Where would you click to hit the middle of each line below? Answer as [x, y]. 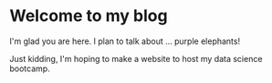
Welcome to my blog [89, 16]
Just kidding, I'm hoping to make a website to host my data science [136, 58]
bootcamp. [30, 68]
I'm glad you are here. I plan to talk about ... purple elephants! [125, 41]
